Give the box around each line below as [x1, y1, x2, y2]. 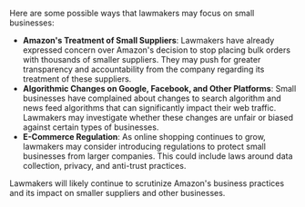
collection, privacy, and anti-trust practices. [22, 161, 187, 171]
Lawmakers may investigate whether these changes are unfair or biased [22, 113, 294, 123]
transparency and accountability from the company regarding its [22, 64, 265, 74]
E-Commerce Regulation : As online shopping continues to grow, [22, 132, 266, 142]
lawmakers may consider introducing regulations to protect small [22, 141, 267, 152]
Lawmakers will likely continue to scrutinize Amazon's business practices [9, 178, 285, 189]
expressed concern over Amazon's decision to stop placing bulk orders [22, 44, 291, 55]
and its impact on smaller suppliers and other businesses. [9, 188, 226, 198]
